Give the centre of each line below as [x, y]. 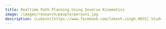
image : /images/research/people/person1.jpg [52, 14]
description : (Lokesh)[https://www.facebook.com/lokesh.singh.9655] [77, 19]
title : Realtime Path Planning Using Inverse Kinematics [65, 10]
